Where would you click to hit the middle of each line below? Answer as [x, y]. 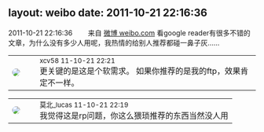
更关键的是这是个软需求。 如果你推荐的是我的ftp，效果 [140, 71]
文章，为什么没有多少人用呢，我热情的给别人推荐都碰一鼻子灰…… [114, 42]
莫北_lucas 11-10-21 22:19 [84, 104]
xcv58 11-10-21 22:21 [77, 60]
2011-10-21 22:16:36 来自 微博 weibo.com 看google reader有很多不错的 [130, 33]
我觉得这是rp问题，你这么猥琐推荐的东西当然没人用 [134, 115]
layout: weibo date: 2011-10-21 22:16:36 [108, 13]
